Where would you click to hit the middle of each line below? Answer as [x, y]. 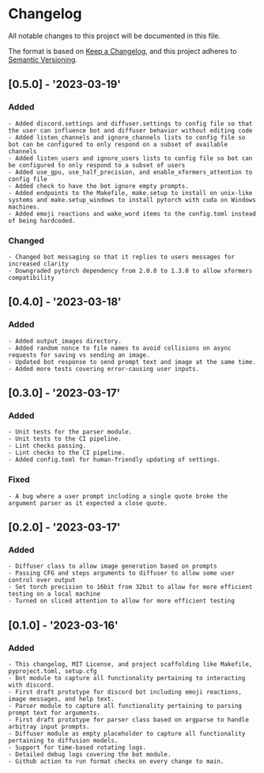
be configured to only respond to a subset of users [97, 165]
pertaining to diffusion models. [63, 740]
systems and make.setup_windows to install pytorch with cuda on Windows [132, 200]
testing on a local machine [55, 594]
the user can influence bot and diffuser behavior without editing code [130, 130]
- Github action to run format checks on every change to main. [116, 761]
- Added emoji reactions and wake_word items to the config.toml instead [132, 214]
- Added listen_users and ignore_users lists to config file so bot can [130, 158]
